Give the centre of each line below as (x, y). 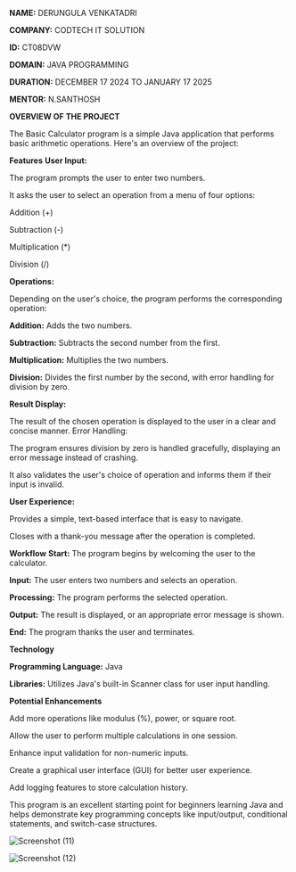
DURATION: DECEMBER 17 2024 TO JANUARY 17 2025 (111, 82)
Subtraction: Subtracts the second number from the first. (115, 343)
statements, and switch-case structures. (83, 823)
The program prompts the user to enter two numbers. (107, 178)
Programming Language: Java (66, 666)
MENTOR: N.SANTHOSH (55, 99)
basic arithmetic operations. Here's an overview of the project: (124, 143)
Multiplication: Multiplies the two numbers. (89, 360)
